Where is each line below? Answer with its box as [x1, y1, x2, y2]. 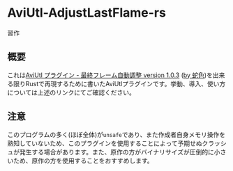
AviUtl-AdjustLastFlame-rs [7, 5, 166, 21]
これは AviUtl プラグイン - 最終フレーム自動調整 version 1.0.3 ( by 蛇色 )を [7, 71, 213, 79]
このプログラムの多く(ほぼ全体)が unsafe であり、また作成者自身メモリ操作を [7, 130, 226, 138]
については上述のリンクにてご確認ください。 [7, 88, 136, 97]
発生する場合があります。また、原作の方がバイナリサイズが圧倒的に [19, 147, 214, 156]
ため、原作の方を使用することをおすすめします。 [13, 156, 153, 165]
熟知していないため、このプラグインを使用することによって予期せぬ [7, 139, 202, 147]
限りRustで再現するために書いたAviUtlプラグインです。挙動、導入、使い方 [13, 79, 226, 88]
